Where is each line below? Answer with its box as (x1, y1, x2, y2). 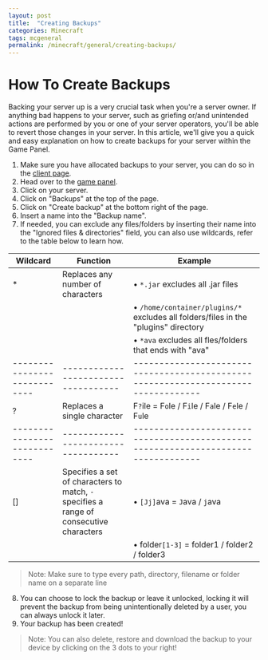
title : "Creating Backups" (8, 19, 102, 27)
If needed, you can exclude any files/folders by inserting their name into (19, 219, 257, 229)
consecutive (62, 516, 109, 528)
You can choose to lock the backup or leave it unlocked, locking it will (19, 594, 249, 603)
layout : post (8, 11, 52, 20)
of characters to (62, 476, 122, 488)
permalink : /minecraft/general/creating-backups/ (8, 41, 177, 49)
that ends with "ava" (132, 345, 210, 356)
